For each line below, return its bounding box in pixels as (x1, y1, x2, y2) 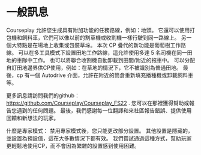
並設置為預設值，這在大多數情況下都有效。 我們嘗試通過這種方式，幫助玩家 (6, 135, 192, 142)
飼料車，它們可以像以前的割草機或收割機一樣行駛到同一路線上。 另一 (22, 34, 192, 41)
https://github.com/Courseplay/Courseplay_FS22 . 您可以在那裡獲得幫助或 (6, 99, 190, 106)
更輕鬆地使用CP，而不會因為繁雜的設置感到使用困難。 (6, 142, 140, 149)
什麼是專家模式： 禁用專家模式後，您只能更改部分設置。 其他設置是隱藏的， (6, 127, 193, 134)
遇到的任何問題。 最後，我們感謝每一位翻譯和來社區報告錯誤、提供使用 (16, 106, 192, 114)
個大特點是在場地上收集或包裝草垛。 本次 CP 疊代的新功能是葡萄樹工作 (6, 41, 181, 49)
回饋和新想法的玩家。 (6, 114, 59, 121)
